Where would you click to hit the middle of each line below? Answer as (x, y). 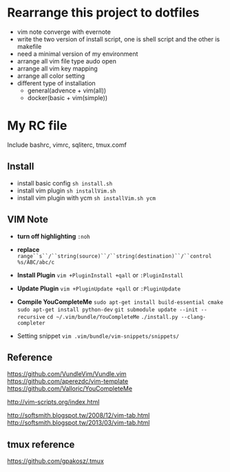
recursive (31, 317)
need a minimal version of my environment (77, 54)
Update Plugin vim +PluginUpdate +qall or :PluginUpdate (99, 288)
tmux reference (41, 444)
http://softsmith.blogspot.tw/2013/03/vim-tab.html (79, 423)
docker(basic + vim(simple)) (67, 97)
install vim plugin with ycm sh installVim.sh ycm (86, 197)
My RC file (37, 126)
